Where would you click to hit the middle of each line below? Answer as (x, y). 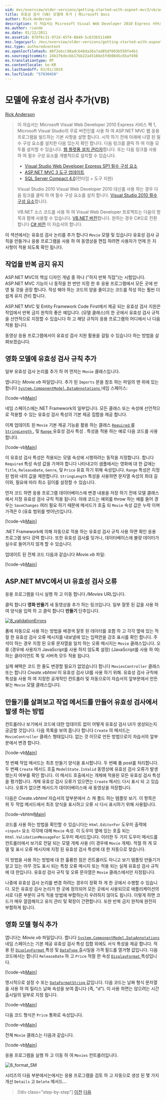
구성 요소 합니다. (32, 201)
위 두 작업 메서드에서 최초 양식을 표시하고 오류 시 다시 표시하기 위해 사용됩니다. (81, 804)
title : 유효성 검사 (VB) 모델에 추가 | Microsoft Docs (58, 14)
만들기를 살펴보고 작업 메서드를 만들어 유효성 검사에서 (82, 702)
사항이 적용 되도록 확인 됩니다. (34, 247)
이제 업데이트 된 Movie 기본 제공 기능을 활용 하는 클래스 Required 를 (70, 425)
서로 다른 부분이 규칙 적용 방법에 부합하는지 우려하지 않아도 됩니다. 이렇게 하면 (80, 895)
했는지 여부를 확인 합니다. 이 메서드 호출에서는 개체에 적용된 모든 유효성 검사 (78, 775)
